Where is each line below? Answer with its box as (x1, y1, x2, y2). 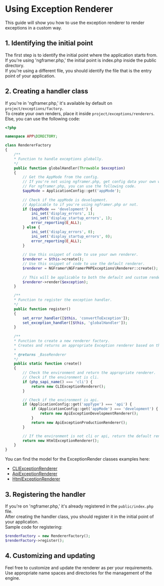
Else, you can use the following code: (5, 116, 81, 122)
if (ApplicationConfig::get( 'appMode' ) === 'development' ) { (31, 407, 159, 412)
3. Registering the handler (5, 490, 86, 498)
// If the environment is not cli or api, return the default (22, 434, 152, 439)
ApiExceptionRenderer (12, 471, 58, 477)
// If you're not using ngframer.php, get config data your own (22, 179, 156, 184)
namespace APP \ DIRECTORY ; (5, 134, 58, 139)
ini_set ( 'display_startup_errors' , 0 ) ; (31, 234, 112, 239)
